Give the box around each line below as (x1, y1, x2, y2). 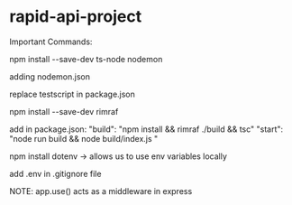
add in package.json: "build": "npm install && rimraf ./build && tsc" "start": (9, 124, 284, 135)
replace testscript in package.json (9, 89, 135, 99)
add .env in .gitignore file (9, 168, 102, 179)
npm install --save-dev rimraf (9, 106, 119, 116)
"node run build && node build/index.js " (9, 133, 159, 144)
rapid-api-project (9, 6, 142, 27)
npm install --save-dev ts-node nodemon (9, 53, 163, 64)
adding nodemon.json (9, 70, 91, 82)
